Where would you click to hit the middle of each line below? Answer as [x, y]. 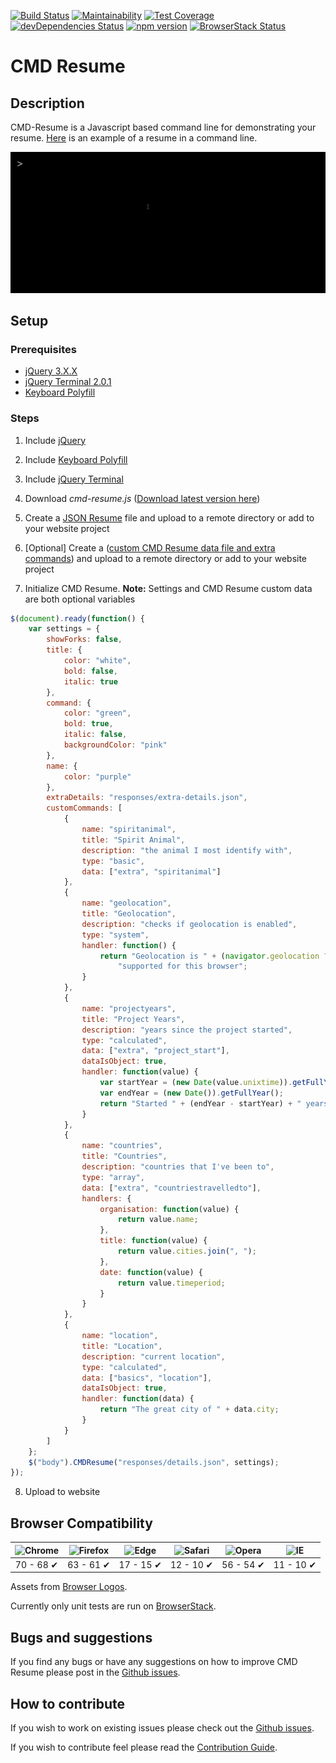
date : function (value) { [151, 1272]
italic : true [90, 681]
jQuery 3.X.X [51, 371]
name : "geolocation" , [126, 903]
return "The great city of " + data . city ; [189, 1410]
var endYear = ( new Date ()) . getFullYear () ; [191, 1093]
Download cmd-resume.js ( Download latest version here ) [142, 498]
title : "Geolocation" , [129, 914]
